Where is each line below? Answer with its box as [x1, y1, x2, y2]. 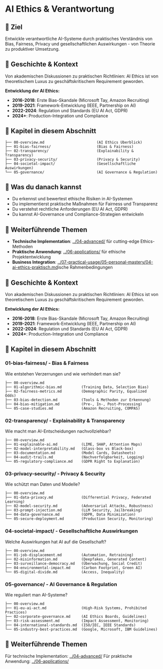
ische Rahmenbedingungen [57, 264, 113, 270]
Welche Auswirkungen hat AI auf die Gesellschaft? [5, 539, 107, 545]
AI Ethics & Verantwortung [5, 3, 114, 15]
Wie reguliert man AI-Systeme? [5, 591, 68, 598]
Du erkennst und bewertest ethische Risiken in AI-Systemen [12, 196, 133, 202]
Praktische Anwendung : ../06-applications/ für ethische [12, 249, 126, 255]
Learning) [5, 499, 25, 504]
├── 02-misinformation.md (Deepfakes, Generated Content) [5, 557, 147, 562]
